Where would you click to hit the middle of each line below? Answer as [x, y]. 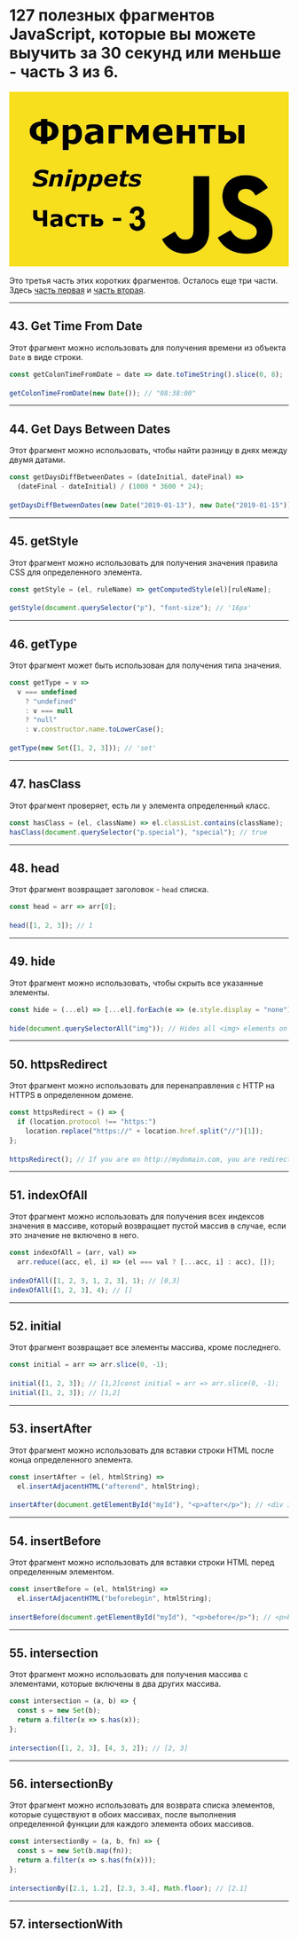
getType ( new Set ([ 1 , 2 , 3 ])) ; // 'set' [83, 749]
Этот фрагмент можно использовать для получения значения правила [144, 562]
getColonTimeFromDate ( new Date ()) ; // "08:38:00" [103, 393]
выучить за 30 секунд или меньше [145, 53]
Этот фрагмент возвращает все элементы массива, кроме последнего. [145, 1347]
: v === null [49, 710]
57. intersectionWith [66, 1924]
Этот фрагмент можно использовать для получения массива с [129, 1675]
